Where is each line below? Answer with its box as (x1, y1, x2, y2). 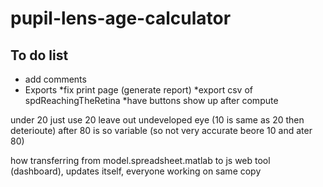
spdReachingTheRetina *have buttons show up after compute (24, 95, 279, 106)
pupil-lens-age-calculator (10, 7, 232, 30)
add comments (24, 73, 87, 85)
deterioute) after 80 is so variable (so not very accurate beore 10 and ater (10, 125, 313, 136)
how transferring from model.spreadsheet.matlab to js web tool (10, 155, 271, 166)
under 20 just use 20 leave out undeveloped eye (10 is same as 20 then (10, 114, 305, 126)
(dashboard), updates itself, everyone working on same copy (10, 165, 262, 177)
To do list (10, 47, 69, 64)
